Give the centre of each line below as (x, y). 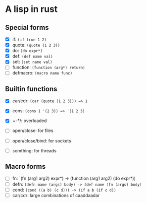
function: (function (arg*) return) (49, 68)
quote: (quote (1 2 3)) (36, 45)
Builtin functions (31, 89)
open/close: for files (33, 131)
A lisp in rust (31, 9)
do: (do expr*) (27, 51)
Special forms (27, 28)
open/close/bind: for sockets (42, 140)
